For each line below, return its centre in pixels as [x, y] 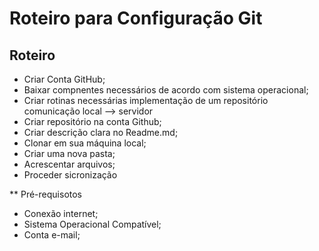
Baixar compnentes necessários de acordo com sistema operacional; [166, 90]
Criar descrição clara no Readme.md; [101, 132]
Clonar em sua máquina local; [85, 143]
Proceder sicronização [70, 175]
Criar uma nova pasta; [69, 153]
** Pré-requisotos [45, 194]
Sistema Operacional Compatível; [92, 224]
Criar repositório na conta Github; [92, 121]
